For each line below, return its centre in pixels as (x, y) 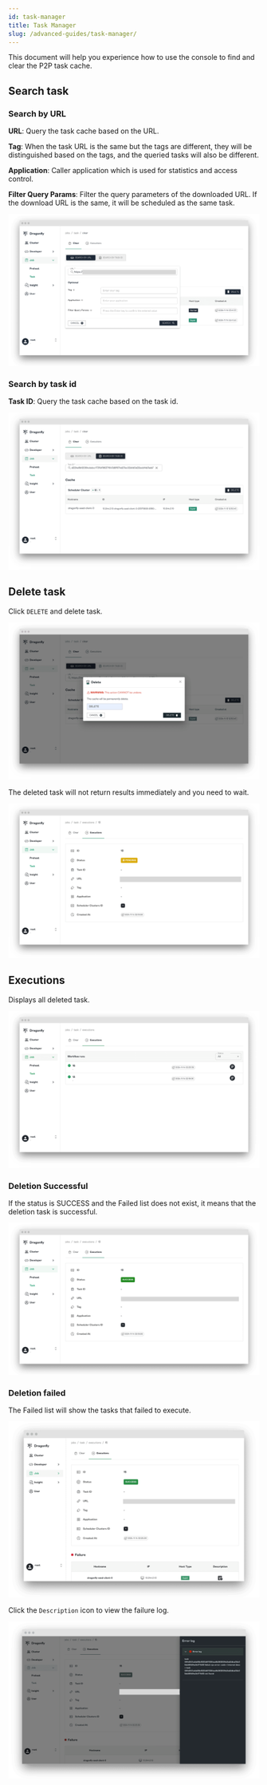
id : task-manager (37, 17)
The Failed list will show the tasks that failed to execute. (100, 1410)
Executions (37, 980)
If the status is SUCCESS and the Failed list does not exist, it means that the (132, 1203)
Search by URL (37, 113)
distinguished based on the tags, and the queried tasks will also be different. (133, 155)
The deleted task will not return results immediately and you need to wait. (129, 792)
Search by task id (43, 384)
